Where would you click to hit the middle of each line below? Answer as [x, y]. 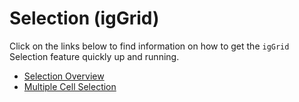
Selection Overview [64, 76]
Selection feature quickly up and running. [94, 56]
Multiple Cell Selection [70, 86]
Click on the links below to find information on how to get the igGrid [149, 46]
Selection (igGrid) [84, 18]
